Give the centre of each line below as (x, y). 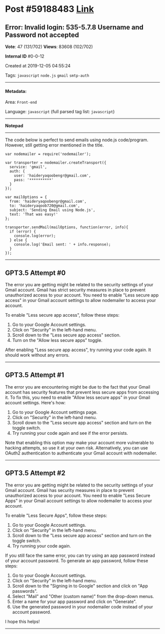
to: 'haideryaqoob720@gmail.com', (45, 206)
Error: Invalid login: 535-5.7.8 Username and (74, 27)
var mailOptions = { (26, 197)
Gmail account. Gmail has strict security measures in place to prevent (75, 290)
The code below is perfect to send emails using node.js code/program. (77, 140)
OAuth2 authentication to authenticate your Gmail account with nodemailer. (81, 453)
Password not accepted (42, 35)
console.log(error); (35, 236)
